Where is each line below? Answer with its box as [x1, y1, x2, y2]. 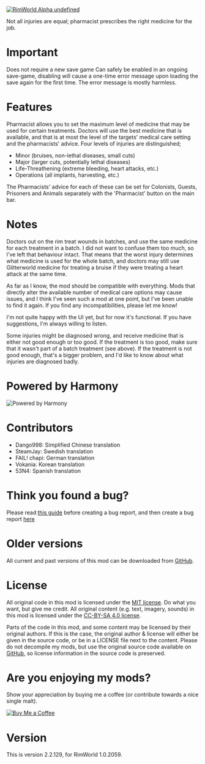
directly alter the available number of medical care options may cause [6, 288, 182, 296]
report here [6, 515, 35, 522]
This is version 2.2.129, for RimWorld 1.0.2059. [6, 751, 122, 758]
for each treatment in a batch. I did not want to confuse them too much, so [6, 244, 194, 251]
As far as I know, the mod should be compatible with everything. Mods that [6, 282, 195, 289]
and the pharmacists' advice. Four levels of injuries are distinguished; [6, 139, 182, 147]
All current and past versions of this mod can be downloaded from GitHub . [6, 557, 195, 564]
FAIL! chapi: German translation [15, 454, 95, 461]
